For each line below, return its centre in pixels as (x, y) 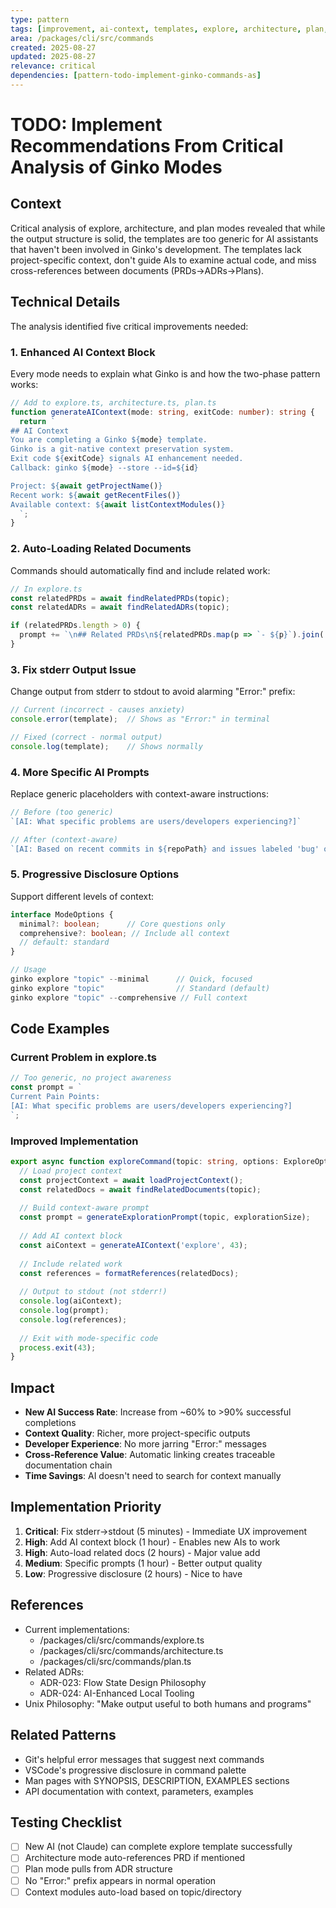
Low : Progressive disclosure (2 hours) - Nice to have (133, 1573)
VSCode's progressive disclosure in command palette (135, 1770)
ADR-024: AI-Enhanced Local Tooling (117, 1693)
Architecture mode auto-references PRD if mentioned (135, 1858)
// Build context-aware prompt (84, 1208)
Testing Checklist (66, 1822)
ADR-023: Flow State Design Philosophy (123, 1682)
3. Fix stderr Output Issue (73, 669)
